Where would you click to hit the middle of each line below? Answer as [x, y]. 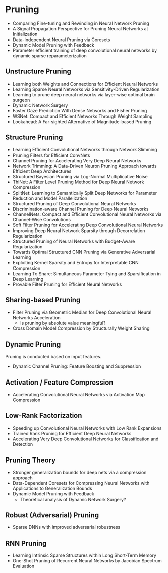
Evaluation [23, 566]
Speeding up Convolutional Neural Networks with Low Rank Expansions [87, 428]
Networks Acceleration [36, 318]
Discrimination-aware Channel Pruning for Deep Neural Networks [80, 209]
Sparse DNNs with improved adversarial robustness [66, 527]
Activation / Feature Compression [59, 382]
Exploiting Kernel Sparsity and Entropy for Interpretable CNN [75, 262]
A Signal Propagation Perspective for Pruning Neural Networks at [80, 28]
